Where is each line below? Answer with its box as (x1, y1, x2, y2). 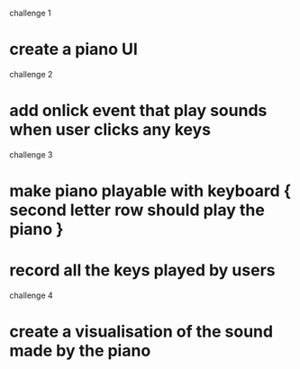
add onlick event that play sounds (9, 101, 268, 121)
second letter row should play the (9, 200, 266, 220)
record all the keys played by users (9, 260, 276, 281)
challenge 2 (9, 68, 53, 79)
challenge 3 (9, 148, 53, 160)
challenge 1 (9, 8, 51, 18)
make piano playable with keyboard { (9, 181, 291, 202)
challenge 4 (9, 290, 54, 301)
